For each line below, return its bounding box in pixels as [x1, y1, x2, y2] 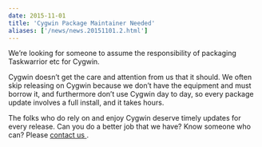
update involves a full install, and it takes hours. [8, 97, 165, 108]
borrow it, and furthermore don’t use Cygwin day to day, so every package [8, 89, 254, 99]
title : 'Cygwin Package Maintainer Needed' [8, 19, 156, 27]
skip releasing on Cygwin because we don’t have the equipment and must [8, 81, 252, 90]
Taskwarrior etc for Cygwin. [8, 57, 100, 66]
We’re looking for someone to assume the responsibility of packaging [8, 49, 237, 58]
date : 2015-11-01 [8, 11, 66, 20]
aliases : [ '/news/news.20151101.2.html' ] [8, 26, 149, 34]
